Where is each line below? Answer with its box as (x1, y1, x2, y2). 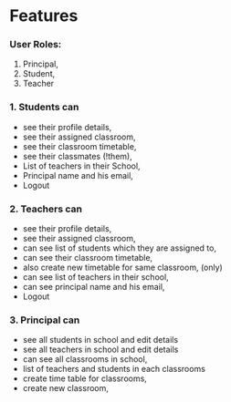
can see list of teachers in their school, (22, 272, 169, 283)
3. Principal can (9, 314, 80, 326)
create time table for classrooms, (22, 373, 148, 384)
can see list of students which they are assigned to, (22, 242, 217, 253)
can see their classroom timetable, (22, 253, 153, 263)
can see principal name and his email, (22, 282, 165, 293)
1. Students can (9, 101, 79, 114)
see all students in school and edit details (22, 335, 179, 345)
